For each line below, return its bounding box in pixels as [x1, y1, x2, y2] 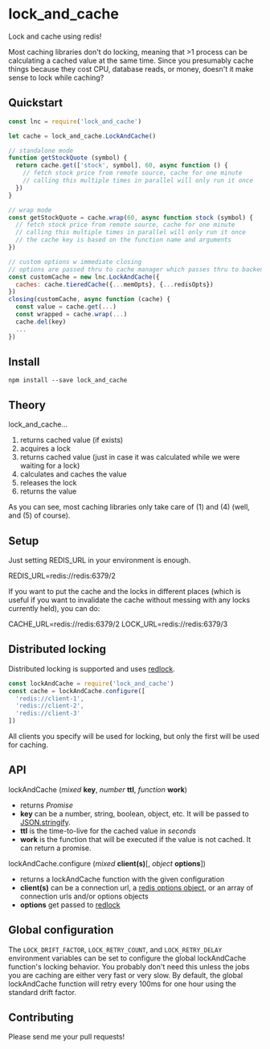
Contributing [8, 1011, 74, 1025]
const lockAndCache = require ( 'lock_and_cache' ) [8, 679, 174, 688]
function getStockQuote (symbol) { [8, 154, 128, 162]
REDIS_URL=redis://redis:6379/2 [8, 571, 117, 580]
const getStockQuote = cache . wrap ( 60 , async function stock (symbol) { [8, 213, 253, 221]
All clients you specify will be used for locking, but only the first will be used [8, 732, 260, 741]
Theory [8, 398, 47, 411]
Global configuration [8, 923, 114, 937]
